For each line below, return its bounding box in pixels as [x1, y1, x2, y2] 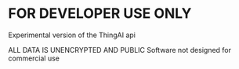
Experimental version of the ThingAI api [8, 30, 136, 40]
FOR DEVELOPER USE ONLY [8, 5, 192, 22]
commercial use [8, 53, 60, 63]
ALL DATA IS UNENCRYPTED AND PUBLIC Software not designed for [8, 45, 232, 54]
